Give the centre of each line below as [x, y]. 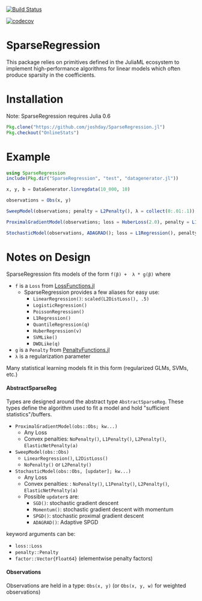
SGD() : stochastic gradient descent [76, 503]
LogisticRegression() [60, 305]
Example [28, 157]
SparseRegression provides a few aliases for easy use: [92, 292]
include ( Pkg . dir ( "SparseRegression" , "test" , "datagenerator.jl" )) [93, 179]
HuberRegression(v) [57, 331]
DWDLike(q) [46, 344]
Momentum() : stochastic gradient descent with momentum [103, 509]
